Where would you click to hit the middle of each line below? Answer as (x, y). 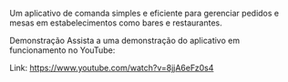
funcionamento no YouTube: (62, 50)
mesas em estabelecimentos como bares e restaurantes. (116, 23)
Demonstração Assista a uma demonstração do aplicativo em (124, 41)
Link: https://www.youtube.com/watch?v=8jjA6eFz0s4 (112, 68)
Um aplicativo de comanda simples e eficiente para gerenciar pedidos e (144, 13)
